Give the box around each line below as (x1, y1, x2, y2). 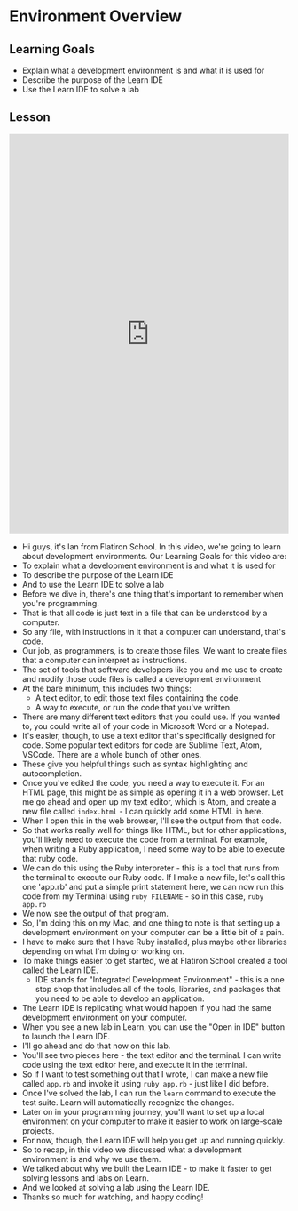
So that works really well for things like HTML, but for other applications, (21, 824, 286, 835)
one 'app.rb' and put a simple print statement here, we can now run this (21, 881, 284, 892)
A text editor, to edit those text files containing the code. (35, 692, 241, 703)
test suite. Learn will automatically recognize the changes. (21, 1096, 235, 1108)
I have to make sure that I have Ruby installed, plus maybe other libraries (21, 936, 287, 947)
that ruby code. (21, 853, 78, 863)
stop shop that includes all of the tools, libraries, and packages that (35, 983, 281, 994)
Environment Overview (9, 6, 183, 27)
